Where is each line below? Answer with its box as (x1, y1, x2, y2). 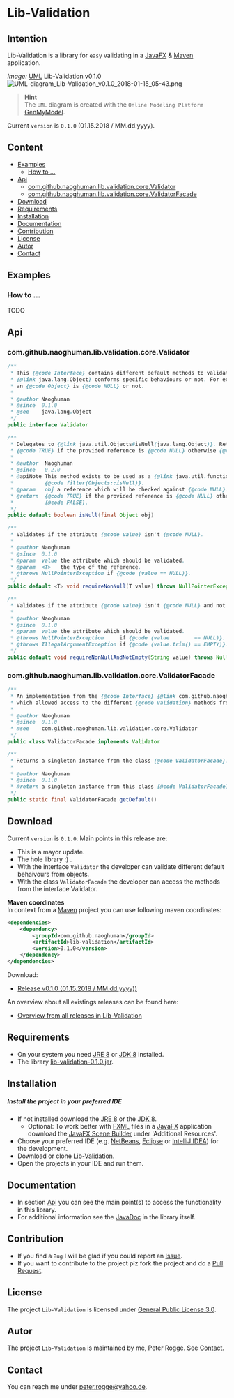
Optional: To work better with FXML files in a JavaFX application (27, 1122, 212, 1131)
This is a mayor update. (17, 847, 85, 856)
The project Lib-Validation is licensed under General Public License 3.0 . (7, 1305, 217, 1314)
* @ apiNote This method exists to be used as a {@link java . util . (10, 473, 208, 480)
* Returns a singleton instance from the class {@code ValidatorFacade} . (10, 757, 229, 764)
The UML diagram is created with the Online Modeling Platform (24, 101, 203, 109)
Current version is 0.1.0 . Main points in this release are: (7, 834, 168, 842)
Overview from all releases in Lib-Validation (17, 1011, 143, 1020)
